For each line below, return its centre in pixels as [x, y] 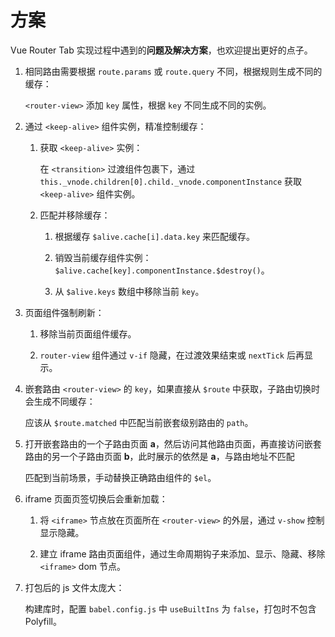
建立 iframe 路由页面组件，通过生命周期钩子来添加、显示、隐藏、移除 [182, 553]
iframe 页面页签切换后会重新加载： [96, 498]
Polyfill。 [43, 621]
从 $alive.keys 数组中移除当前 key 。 [129, 291]
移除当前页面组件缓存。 [88, 333]
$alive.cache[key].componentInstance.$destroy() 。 [162, 270]
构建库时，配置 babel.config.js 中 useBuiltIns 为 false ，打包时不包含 [170, 608]
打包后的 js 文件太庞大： [74, 587]
